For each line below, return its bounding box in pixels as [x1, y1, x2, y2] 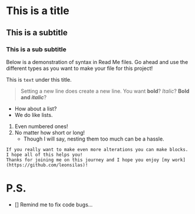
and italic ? [20, 93, 47, 101]
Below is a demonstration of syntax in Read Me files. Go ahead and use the [6, 58, 189, 65]
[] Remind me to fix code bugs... [14, 201, 93, 208]
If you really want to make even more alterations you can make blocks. [6, 146, 189, 152]
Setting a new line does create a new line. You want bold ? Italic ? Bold [20, 87, 190, 95]
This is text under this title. [6, 76, 72, 83]
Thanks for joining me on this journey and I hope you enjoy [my [6, 157, 170, 163]
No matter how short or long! [14, 129, 85, 136]
